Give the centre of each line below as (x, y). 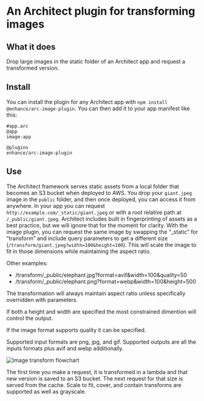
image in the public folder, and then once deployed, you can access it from (101, 199)
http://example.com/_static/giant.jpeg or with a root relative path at (94, 212)
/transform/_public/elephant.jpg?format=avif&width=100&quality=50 (101, 275)
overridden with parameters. (42, 300)
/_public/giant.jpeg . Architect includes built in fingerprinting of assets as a (102, 219)
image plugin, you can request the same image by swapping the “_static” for (102, 232)
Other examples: (27, 263)
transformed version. (33, 68)
